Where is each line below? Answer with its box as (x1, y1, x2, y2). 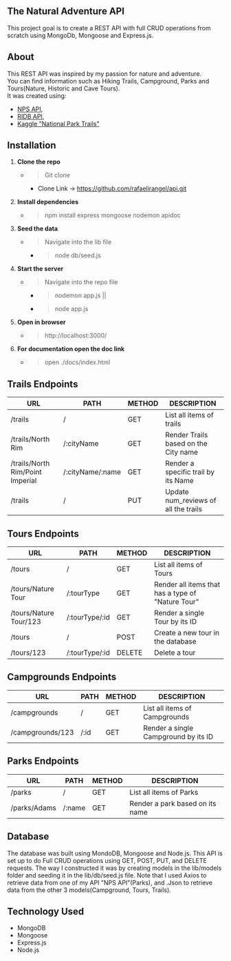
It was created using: (7, 91, 67, 99)
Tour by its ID (153, 617, 197, 626)
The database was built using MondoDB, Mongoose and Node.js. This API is (7, 849, 223, 858)
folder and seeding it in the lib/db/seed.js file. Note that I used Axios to (7, 871, 207, 879)
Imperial (10, 476, 37, 486)
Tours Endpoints (7, 528, 79, 539)
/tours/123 (10, 648, 46, 657)
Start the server (16, 265, 64, 273)
